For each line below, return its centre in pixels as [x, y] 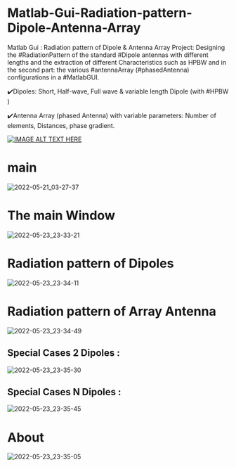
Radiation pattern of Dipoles [91, 263]
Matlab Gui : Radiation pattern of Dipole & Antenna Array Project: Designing [116, 47]
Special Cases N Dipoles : [64, 392]
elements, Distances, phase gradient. [61, 125]
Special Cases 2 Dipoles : [64, 353]
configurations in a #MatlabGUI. [53, 77]
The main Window [61, 216]
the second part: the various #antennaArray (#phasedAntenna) [98, 70]
